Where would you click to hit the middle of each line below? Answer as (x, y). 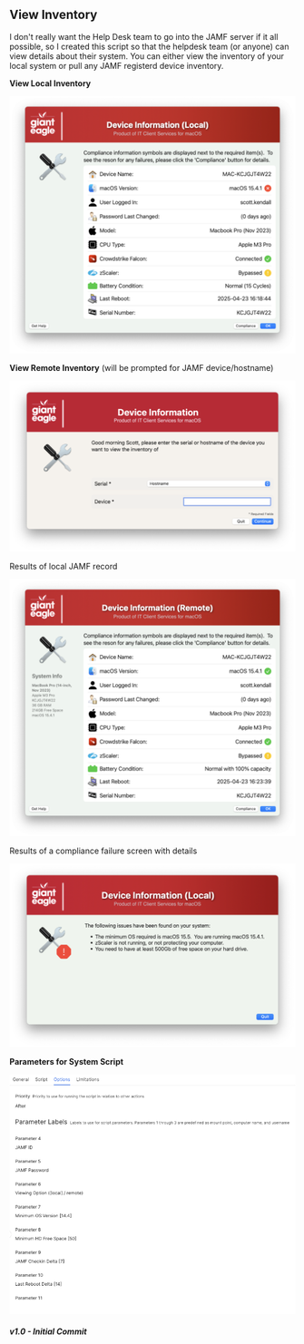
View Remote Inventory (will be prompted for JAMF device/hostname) (142, 367)
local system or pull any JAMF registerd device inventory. (117, 65)
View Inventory (54, 15)
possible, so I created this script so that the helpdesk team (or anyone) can (149, 46)
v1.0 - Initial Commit (49, 1331)
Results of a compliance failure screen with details (103, 851)
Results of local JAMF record (64, 567)
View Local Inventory (50, 83)
